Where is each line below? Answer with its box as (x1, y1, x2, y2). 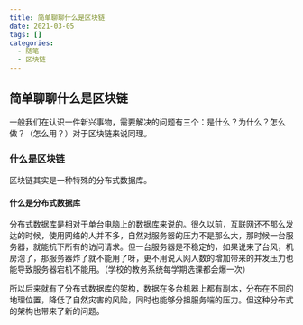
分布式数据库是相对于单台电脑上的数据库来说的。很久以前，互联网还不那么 (9, 218, 286, 230)
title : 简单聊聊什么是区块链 (9, 13, 106, 23)
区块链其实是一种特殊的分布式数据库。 (9, 175, 151, 186)
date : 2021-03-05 (9, 22, 75, 31)
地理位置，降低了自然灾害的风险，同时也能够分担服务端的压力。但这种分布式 (9, 294, 294, 305)
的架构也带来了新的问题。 (9, 306, 105, 317)
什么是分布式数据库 (9, 197, 81, 208)
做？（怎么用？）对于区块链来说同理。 (9, 127, 151, 138)
